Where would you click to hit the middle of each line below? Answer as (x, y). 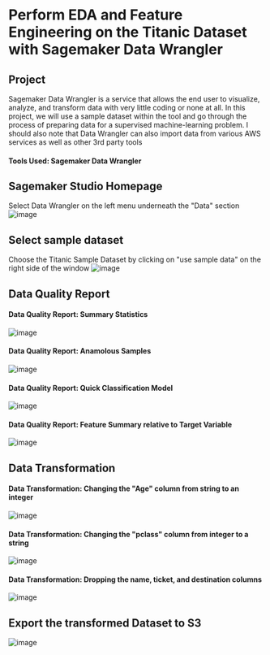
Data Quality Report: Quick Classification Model (91, 388)
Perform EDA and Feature (96, 15)
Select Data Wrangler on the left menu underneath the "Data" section (124, 206)
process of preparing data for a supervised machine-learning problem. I (129, 125)
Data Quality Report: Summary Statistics (78, 314)
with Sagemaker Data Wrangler (116, 50)
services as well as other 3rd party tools (75, 142)
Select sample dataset (66, 240)
